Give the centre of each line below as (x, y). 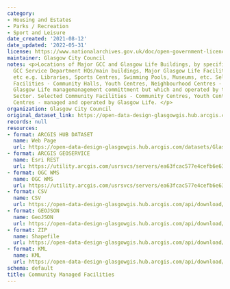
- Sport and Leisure (37, 33)
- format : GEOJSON (33, 211)
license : (20, 52)
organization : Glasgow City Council (59, 109)
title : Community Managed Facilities (61, 275)
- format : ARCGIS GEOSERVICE (49, 154)
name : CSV (27, 198)
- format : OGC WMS (33, 173)
